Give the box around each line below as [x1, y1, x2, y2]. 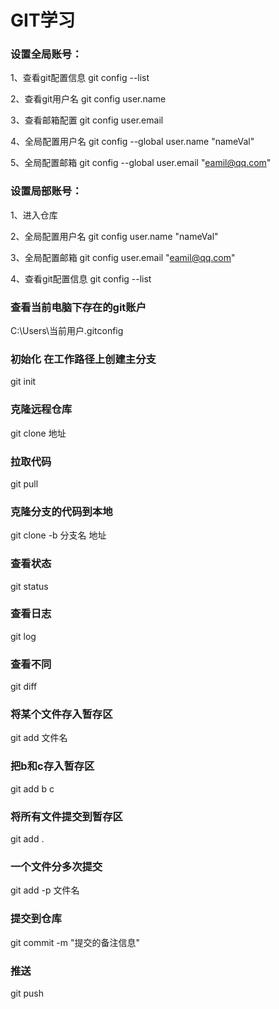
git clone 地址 [10, 427, 67, 439]
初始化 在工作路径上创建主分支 [10, 352, 157, 366]
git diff [10, 681, 38, 693]
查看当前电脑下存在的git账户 [10, 300, 147, 314]
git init [10, 376, 37, 388]
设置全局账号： [10, 47, 83, 61]
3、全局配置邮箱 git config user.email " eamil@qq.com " [10, 251, 236, 263]
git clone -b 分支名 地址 [10, 529, 107, 541]
